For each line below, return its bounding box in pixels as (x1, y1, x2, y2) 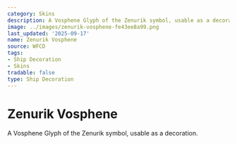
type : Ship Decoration (7, 75, 74, 83)
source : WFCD (7, 43, 46, 50)
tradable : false (7, 69, 55, 76)
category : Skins (7, 10, 55, 18)
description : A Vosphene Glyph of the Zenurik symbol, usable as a (7, 17, 210, 24)
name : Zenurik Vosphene (7, 37, 78, 44)
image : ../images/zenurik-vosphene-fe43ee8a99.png (7, 23, 159, 30)
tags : (7, 50, 23, 57)
